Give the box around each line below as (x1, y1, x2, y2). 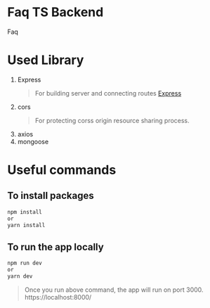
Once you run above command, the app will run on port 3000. (24, 285, 204, 294)
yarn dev (7, 273, 33, 280)
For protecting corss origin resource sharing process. (34, 116, 190, 124)
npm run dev (7, 259, 42, 267)
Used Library (7, 52, 84, 68)
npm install (7, 208, 42, 215)
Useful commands (7, 162, 117, 178)
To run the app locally (7, 240, 104, 253)
